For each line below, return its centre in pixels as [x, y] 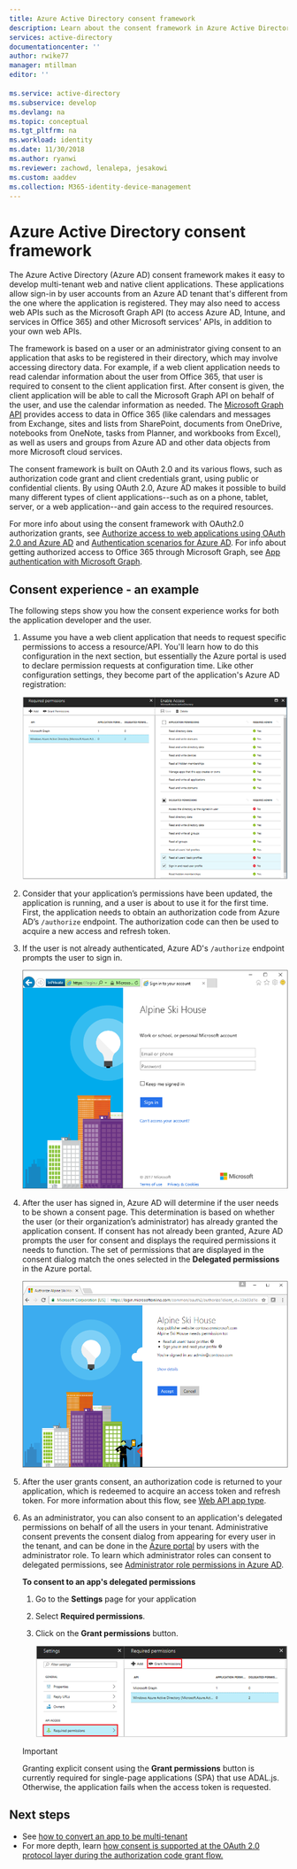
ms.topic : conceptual [49, 121]
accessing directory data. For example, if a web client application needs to [145, 367]
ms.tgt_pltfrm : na [43, 131]
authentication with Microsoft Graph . [76, 561]
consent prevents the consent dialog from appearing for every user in [148, 1536]
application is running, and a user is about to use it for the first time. [145, 902]
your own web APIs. [46, 331]
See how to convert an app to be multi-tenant [105, 1836]
